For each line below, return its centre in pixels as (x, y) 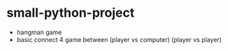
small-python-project (71, 13)
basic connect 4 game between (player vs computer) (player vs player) (119, 39)
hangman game (39, 32)
